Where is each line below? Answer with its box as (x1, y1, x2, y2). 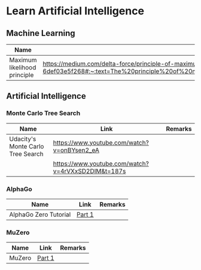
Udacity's (9, 135, 36, 143)
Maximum (9, 56, 37, 64)
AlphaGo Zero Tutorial (9, 210, 71, 219)
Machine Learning (6, 28, 76, 38)
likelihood (9, 63, 36, 71)
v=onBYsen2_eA (53, 145, 100, 154)
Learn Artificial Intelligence (6, 4, 145, 18)
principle (9, 71, 34, 79)
